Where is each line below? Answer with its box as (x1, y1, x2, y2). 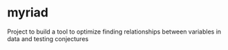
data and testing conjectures (7, 34, 88, 42)
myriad (7, 5, 48, 21)
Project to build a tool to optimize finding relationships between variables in (7, 27, 222, 36)
